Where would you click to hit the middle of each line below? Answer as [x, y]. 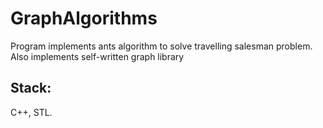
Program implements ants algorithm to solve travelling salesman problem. [161, 46]
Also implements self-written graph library [97, 56]
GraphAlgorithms [84, 18]
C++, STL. [31, 112]
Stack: [31, 88]
